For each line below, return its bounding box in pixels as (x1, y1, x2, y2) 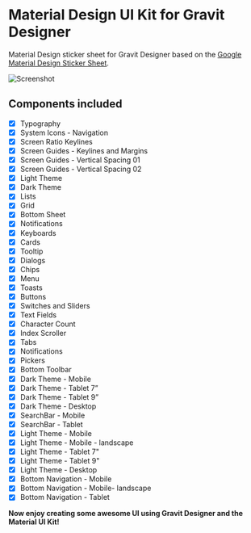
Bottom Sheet (19, 210, 66, 220)
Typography (19, 119, 61, 128)
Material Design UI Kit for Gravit (8, 6, 225, 24)
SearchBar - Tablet (19, 419, 83, 429)
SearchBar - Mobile (19, 410, 86, 420)
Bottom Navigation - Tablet (19, 493, 111, 502)
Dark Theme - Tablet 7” (19, 383, 98, 392)
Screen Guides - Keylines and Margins (19, 145, 148, 155)
